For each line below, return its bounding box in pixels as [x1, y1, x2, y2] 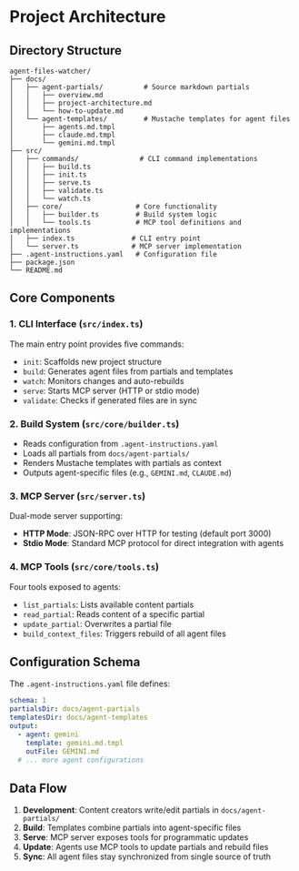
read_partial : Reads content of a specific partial [22, 608, 205, 620]
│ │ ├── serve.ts [9, 178, 92, 187]
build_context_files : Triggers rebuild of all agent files [22, 628, 227, 639]
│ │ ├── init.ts [9, 170, 88, 179]
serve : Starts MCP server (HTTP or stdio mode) [22, 385, 200, 396]
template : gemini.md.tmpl [25, 738, 125, 747]
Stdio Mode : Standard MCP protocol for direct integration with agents [22, 538, 284, 549]
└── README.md [9, 266, 64, 275]
